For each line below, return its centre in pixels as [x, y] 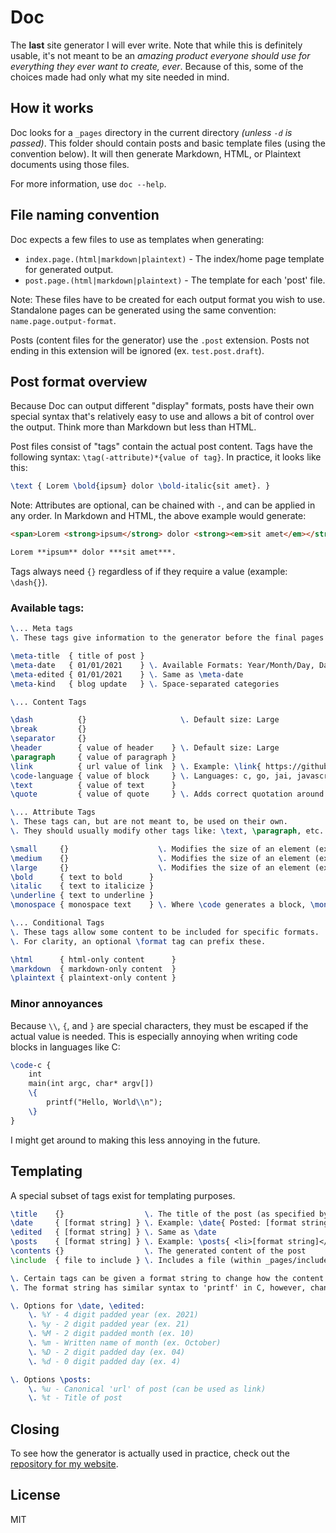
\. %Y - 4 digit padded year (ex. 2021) [113, 1315]
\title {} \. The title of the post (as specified [162, 1214]
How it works [52, 108]
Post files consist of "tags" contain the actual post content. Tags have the [161, 447]
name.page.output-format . [63, 320]
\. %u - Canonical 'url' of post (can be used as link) [147, 1389]
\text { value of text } [93, 785]
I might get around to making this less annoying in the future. [135, 1140]
